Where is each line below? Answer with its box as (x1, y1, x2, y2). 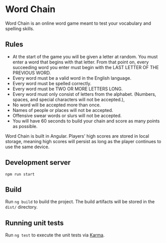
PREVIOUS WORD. (12, 70, 51, 76)
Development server (5, 158, 71, 167)
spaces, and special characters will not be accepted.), (12, 96, 125, 102)
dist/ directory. (5, 204, 38, 210)
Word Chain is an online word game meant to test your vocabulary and (5, 20, 151, 26)
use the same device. (5, 144, 50, 150)
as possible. (12, 123, 38, 129)
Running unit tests (5, 218, 64, 227)
